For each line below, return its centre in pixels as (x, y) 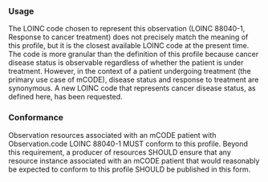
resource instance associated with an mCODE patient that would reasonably (134, 160)
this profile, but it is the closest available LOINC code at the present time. (129, 46)
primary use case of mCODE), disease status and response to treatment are (134, 80)
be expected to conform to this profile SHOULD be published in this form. (130, 169)
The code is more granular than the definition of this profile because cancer (134, 55)
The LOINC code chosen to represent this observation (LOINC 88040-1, (127, 29)
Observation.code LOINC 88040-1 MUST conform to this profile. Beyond (128, 144)
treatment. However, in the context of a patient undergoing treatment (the (130, 71)
